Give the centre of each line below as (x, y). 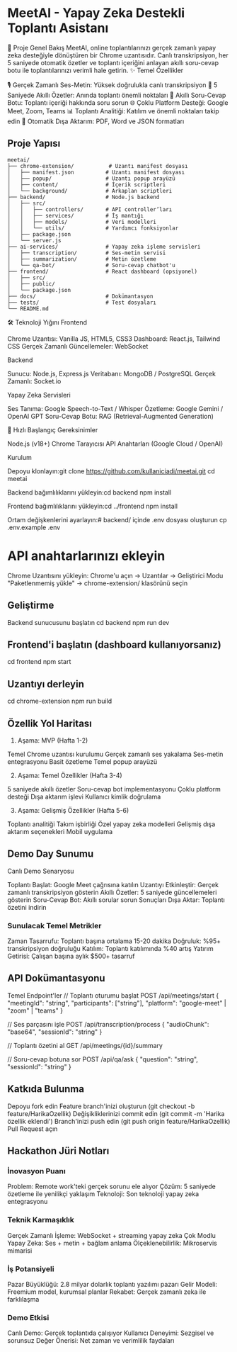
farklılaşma (23, 1299)
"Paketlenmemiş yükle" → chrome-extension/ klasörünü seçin (98, 583)
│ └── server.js (34, 240)
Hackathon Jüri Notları (58, 1151)
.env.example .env (34, 527)
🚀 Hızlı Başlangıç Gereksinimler (53, 429)
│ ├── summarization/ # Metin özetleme (82, 259)
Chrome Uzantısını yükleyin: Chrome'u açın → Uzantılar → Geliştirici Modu (115, 575)
